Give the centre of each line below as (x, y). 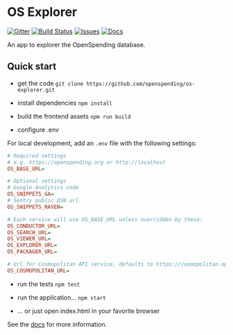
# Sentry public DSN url (43, 200)
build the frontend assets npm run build (74, 116)
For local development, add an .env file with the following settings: (102, 143)
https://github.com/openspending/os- (141, 84)
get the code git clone (50, 83)
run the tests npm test (49, 284)
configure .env (38, 130)
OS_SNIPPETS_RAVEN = (35, 207)
